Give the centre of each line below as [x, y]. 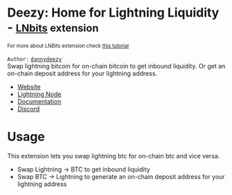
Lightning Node [39, 94]
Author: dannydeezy [35, 59]
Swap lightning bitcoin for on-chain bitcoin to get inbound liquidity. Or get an [116, 66]
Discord [28, 109]
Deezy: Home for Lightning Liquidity [113, 13]
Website [29, 86]
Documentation [39, 101]
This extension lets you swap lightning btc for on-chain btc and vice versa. [114, 156]
